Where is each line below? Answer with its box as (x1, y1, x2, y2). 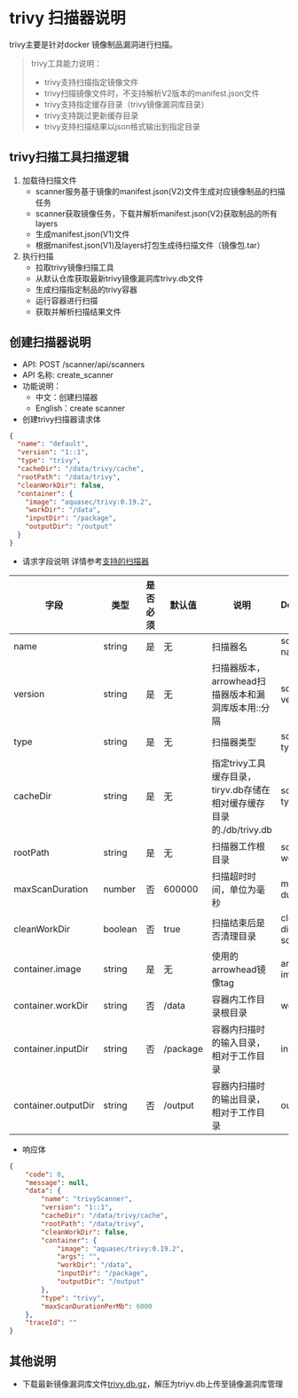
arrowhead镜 (211, 963, 266, 976)
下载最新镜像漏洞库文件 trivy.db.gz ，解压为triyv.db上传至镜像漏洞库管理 (21, 1378, 284, 1389)
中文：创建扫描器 (35, 391, 98, 402)
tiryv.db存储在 (211, 783, 271, 796)
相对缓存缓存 (211, 797, 266, 809)
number (103, 883, 136, 895)
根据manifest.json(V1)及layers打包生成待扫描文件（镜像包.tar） (35, 240, 265, 250)
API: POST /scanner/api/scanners (21, 358, 145, 369)
